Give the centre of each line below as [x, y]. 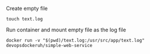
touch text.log [25, 19]
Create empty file [27, 8]
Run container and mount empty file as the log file [66, 30]
